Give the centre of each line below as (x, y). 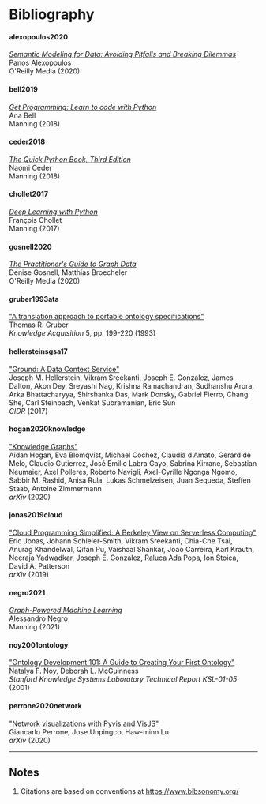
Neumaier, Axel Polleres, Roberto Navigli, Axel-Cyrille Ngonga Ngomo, (123, 472)
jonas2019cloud (36, 515)
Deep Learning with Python (53, 212)
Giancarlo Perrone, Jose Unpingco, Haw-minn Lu (89, 731)
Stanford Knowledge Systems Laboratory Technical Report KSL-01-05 (123, 679)
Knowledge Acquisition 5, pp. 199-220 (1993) (82, 333)
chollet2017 (29, 194)
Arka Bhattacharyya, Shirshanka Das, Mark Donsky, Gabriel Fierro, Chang (129, 394)
